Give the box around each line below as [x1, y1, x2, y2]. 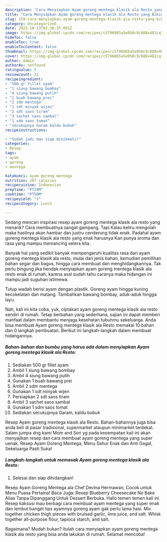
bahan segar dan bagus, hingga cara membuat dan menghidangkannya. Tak [5, 260, 162, 266]
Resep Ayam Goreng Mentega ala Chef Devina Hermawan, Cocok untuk [5, 484, 153, 490]
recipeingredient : [5, 77, 43, 82]
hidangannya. [5, 332, 33, 338]
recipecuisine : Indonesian [5, 183, 61, 188]
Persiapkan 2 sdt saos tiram [12, 394, 70, 400]
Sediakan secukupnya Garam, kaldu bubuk [12, 409, 100, 416]
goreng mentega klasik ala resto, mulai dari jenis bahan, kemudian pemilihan [5, 255, 162, 261]
